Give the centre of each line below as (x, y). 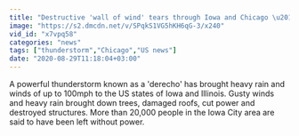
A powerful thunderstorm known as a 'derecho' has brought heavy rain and (147, 84)
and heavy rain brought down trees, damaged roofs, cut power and (132, 103)
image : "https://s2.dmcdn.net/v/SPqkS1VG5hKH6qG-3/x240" (117, 26)
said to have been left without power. (77, 122)
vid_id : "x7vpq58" (43, 34)
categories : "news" (45, 42)
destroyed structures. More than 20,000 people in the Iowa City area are (142, 112)
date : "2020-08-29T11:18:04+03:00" (75, 59)
